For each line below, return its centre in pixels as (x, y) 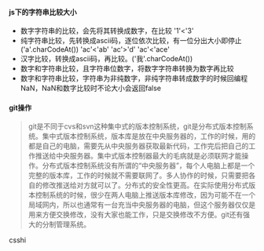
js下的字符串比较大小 (43, 12)
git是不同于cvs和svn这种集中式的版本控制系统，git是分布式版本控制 (137, 126)
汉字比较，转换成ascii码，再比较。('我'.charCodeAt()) (106, 59)
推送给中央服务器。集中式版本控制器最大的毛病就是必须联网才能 (138, 156)
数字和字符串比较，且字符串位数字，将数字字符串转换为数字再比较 (127, 69)
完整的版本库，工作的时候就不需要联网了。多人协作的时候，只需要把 (138, 176)
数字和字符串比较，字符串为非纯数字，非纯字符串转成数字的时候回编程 (134, 78)
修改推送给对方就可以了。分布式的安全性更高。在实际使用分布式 (145, 185)
